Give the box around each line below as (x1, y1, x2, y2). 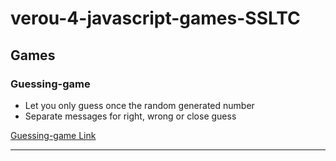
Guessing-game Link (10, 129, 97, 141)
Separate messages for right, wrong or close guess (24, 110, 237, 122)
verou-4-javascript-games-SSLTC (10, 7, 301, 30)
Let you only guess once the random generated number (24, 99, 255, 111)
